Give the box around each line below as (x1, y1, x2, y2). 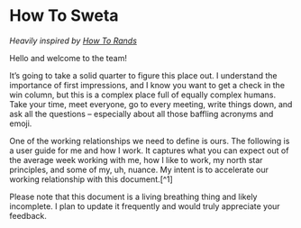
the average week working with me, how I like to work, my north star (9, 154, 263, 165)
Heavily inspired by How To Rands (9, 35, 138, 46)
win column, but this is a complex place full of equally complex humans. (9, 89, 277, 100)
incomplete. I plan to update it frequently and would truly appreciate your (9, 200, 281, 212)
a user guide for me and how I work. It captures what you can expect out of (9, 145, 289, 156)
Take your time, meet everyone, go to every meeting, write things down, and (9, 98, 293, 109)
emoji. (9, 118, 32, 129)
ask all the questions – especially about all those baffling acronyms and (9, 108, 274, 119)
